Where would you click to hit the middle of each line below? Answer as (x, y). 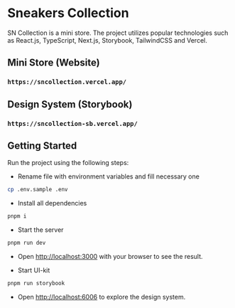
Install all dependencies (52, 203)
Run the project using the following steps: (68, 163)
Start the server (40, 230)
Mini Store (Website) (54, 63)
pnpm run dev (27, 243)
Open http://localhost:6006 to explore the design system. (102, 297)
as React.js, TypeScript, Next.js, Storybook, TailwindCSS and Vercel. (107, 40)
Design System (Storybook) (70, 104)
